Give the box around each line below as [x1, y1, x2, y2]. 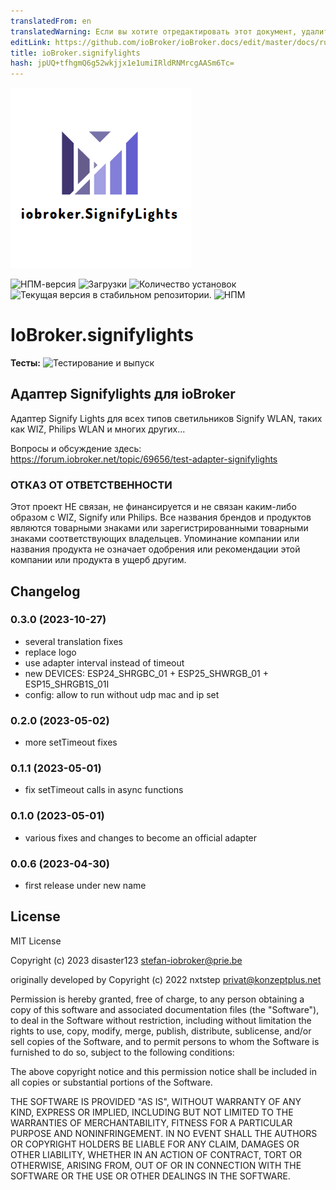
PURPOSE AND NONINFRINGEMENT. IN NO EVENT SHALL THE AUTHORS [10, 1127, 318, 1139]
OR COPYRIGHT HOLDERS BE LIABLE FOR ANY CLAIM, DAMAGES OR [10, 1138, 300, 1150]
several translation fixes [24, 635, 123, 647]
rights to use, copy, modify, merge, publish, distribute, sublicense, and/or [10, 1025, 312, 1037]
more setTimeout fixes [24, 736, 118, 749]
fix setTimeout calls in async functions [24, 784, 184, 796]
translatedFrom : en [10, 16, 92, 26]
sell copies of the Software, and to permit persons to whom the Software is [10, 1035, 320, 1047]
